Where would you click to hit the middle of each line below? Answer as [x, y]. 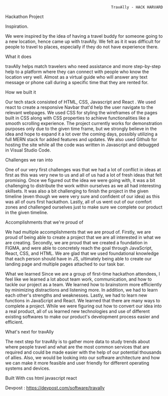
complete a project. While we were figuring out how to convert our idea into [83, 306]
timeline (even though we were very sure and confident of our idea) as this [82, 196]
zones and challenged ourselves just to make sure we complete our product [84, 207]
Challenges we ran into [29, 160]
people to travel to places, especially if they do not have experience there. [82, 47]
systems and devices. [28, 368]
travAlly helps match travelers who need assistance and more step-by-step [83, 66]
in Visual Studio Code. [28, 150]
